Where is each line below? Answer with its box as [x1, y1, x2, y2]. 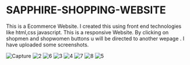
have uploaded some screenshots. [6, 41, 89, 48]
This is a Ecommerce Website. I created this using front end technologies [6, 23, 182, 30]
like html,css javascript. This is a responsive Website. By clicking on [6, 28, 169, 35]
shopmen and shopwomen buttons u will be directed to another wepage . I [6, 35, 185, 42]
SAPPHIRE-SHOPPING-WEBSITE [6, 3, 166, 17]
